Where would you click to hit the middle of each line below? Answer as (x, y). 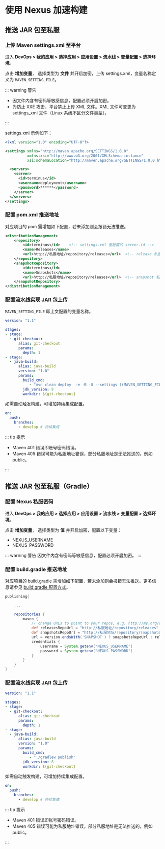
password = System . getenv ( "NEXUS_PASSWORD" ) (86, 651)
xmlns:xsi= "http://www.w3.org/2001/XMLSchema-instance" (85, 156)
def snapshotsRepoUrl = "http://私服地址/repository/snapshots (96, 633)
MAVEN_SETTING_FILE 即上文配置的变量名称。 (49, 312)
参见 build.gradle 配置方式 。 (42, 587)
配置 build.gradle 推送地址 (36, 569)
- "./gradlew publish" (53, 757)
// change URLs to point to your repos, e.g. (79, 623)
